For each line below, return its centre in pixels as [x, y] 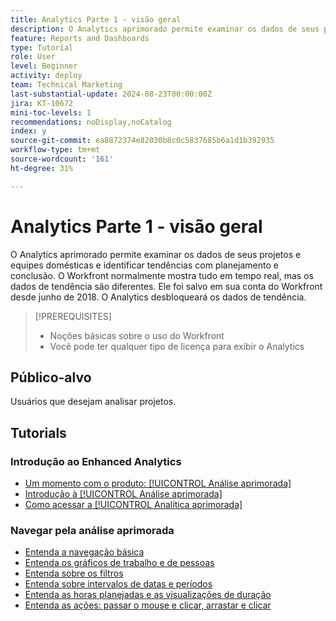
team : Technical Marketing [66, 85]
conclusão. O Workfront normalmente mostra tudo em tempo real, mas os [162, 275]
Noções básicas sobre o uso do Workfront [137, 335]
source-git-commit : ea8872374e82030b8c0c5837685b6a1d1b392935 [142, 141]
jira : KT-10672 [42, 103]
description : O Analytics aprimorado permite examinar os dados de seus [165, 29]
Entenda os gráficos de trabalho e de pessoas [119, 563]
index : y [28, 131]
